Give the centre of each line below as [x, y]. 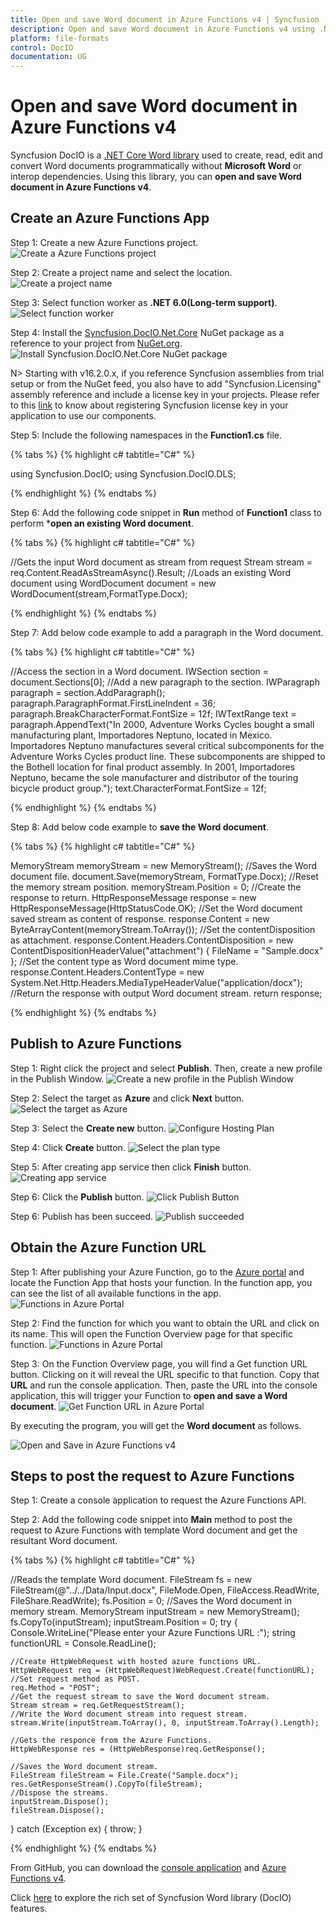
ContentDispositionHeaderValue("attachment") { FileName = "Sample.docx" [167, 950]
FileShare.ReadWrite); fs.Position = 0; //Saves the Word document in [151, 1601]
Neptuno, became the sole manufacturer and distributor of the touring [154, 777]
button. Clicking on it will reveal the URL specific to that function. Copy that [165, 1374]
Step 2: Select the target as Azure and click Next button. [127, 1098]
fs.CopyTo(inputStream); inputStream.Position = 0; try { [124, 1622]
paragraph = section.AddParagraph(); [88, 692]
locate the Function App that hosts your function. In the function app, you [161, 1282]
